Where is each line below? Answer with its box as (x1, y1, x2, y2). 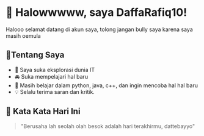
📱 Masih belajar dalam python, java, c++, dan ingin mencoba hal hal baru (14, 82, 198, 89)
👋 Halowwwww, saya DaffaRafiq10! (5, 5, 188, 20)
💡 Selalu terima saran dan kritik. (14, 88, 95, 95)
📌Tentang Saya (5, 50, 65, 60)
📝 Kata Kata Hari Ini (5, 106, 81, 116)
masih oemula (5, 32, 41, 39)
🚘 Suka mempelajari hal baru (14, 73, 89, 80)
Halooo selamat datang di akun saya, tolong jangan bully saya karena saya (5, 26, 193, 33)
